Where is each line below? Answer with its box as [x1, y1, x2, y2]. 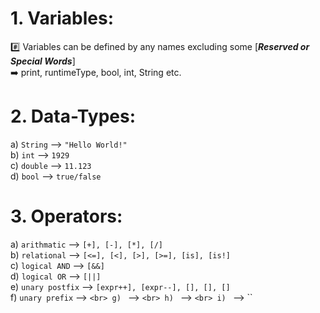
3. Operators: [10, 205, 123, 228]
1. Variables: [10, 7, 115, 30]
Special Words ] [10, 55, 76, 67]
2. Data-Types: [10, 105, 136, 128]
